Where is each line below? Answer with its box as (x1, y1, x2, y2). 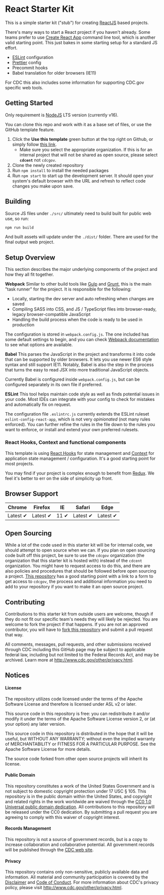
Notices (5, 671, 29, 680)
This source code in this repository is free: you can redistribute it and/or (5, 711, 150, 716)
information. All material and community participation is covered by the (5, 874, 148, 880)
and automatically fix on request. (5, 401, 71, 408)
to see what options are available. (5, 342, 73, 348)
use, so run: (5, 215, 29, 221)
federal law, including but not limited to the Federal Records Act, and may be (5, 652, 159, 658)
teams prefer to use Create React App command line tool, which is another (5, 34, 156, 40)
